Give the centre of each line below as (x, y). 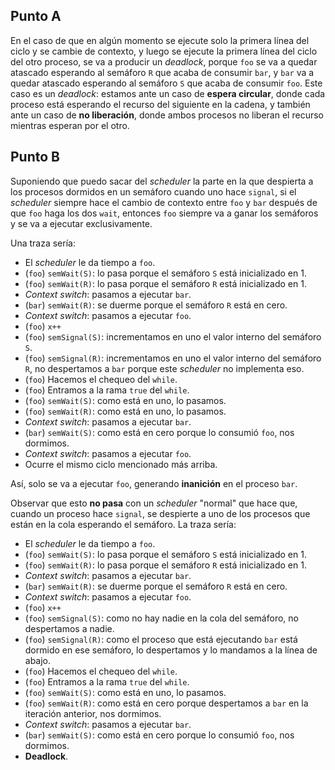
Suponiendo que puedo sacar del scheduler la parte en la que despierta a (162, 181)
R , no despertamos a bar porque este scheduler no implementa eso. (164, 368)
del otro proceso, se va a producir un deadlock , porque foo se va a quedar (164, 61)
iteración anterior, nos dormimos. (93, 713)
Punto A (36, 16)
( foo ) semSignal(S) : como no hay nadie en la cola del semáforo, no (161, 618)
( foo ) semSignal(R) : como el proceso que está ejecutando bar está (161, 639)
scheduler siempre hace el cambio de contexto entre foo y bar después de (164, 202)
